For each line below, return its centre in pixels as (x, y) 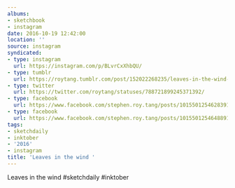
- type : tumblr (29, 72)
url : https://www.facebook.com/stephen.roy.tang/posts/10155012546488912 (123, 118)
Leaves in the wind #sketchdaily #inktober (68, 177)
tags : (15, 125)
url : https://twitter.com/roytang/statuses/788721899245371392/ (109, 92)
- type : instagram (34, 60)
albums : (19, 14)
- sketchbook (26, 20)
